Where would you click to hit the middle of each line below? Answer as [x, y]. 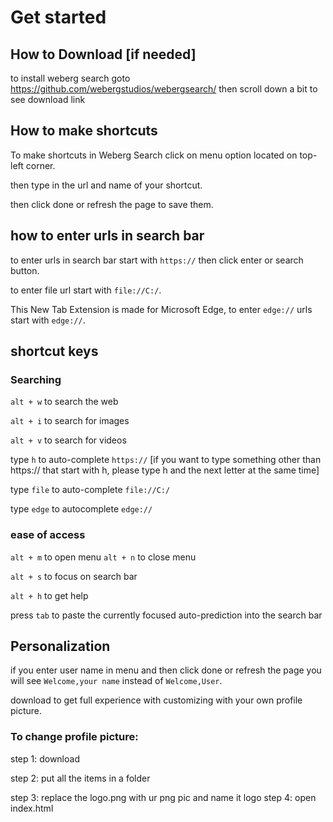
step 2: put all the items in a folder [80, 778]
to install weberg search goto [70, 78]
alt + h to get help [49, 595]
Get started [58, 17]
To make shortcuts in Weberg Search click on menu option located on [154, 155]
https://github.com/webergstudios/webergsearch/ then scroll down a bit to [164, 89]
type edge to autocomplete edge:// [81, 509]
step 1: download [45, 758]
